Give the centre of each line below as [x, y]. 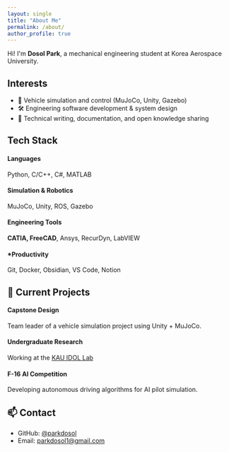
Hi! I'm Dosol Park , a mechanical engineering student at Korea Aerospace [115, 54]
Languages [24, 159]
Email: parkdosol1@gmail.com [61, 441]
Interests [28, 83]
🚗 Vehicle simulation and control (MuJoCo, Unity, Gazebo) [102, 100]
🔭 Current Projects [49, 292]
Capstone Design [33, 310]
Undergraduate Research [45, 342]
